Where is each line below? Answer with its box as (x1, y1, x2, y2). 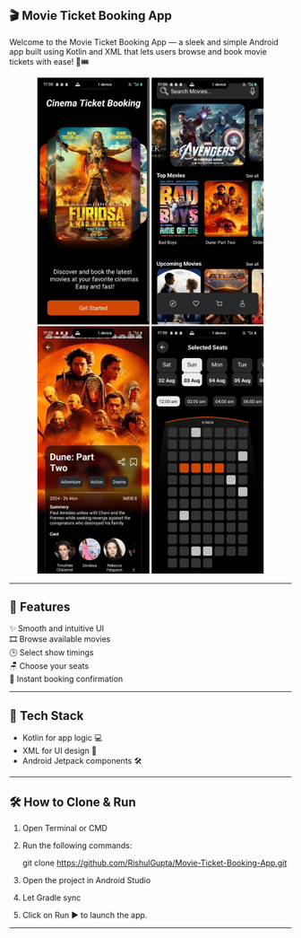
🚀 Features (9, 600, 71, 615)
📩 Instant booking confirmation (9, 673, 124, 685)
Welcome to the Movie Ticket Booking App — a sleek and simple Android (9, 36, 279, 48)
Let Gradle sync (21, 892, 82, 903)
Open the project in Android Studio (21, 875, 151, 886)
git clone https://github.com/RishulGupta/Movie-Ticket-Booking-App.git (21, 857, 288, 869)
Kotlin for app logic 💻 (21, 732, 103, 743)
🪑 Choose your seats (9, 661, 90, 671)
